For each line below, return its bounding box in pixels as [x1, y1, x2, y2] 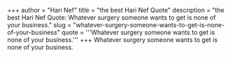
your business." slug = [7, 21, 72, 29]
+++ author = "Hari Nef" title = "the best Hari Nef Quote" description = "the [7, 6, 225, 14]
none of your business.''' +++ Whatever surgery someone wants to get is [7, 36, 218, 44]
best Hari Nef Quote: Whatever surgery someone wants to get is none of [7, 13, 217, 22]
